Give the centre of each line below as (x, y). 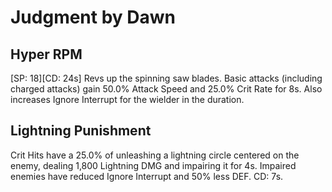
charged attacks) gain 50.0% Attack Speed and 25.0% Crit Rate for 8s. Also (166, 89)
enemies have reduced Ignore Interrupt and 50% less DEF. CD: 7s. (147, 176)
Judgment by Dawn (93, 17)
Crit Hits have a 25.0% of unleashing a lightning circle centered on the (155, 155)
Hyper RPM (46, 54)
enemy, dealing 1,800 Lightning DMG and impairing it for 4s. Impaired (153, 165)
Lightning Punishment (81, 131)
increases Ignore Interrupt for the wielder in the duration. (127, 99)
